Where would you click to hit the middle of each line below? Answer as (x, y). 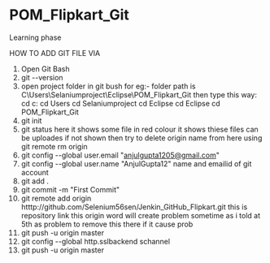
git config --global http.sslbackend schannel (95, 241)
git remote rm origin (54, 146)
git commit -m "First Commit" (70, 189)
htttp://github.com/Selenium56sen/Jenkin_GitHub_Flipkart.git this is (134, 207)
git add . (35, 181)
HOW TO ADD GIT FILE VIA (55, 53)
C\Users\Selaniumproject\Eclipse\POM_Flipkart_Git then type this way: (139, 94)
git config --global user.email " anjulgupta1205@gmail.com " (120, 155)
